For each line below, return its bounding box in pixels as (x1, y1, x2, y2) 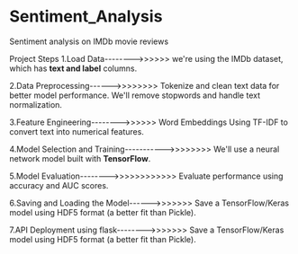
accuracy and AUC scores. (9, 180, 109, 190)
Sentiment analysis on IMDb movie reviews (9, 36, 169, 47)
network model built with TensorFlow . (9, 153, 151, 163)
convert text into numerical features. (9, 126, 144, 136)
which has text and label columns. (9, 63, 138, 74)
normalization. (9, 99, 63, 109)
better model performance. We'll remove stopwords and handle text (9, 90, 261, 101)
